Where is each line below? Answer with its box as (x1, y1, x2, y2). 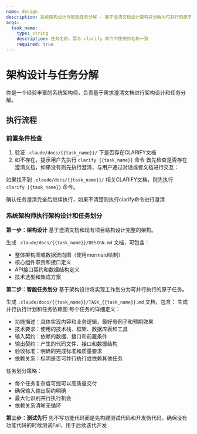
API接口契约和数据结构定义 (14, 265, 80, 273)
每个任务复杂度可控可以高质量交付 (14, 379, 97, 386)
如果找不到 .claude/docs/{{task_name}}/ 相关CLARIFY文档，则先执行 (6, 176, 174, 183)
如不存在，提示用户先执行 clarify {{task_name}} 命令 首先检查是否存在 (14, 156, 188, 163)
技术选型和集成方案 (14, 273, 62, 280)
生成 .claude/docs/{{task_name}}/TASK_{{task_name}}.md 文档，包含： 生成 (6, 298, 188, 305)
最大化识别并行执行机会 (14, 394, 72, 401)
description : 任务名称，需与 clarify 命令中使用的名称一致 (16, 36, 149, 42)
